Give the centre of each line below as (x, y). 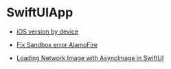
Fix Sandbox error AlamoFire (57, 44)
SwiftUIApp (40, 13)
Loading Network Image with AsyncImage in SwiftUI (90, 58)
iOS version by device (47, 31)
